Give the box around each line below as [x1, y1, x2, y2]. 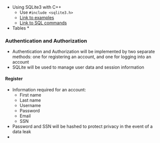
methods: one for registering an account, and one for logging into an [12, 54, 152, 60]
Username [19, 102, 41, 108]
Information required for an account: [12, 86, 86, 93]
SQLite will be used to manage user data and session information [12, 64, 144, 71]
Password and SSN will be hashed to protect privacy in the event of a [12, 123, 153, 129]
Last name [19, 97, 41, 103]
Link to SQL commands [19, 20, 67, 26]
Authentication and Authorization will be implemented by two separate [12, 49, 155, 55]
